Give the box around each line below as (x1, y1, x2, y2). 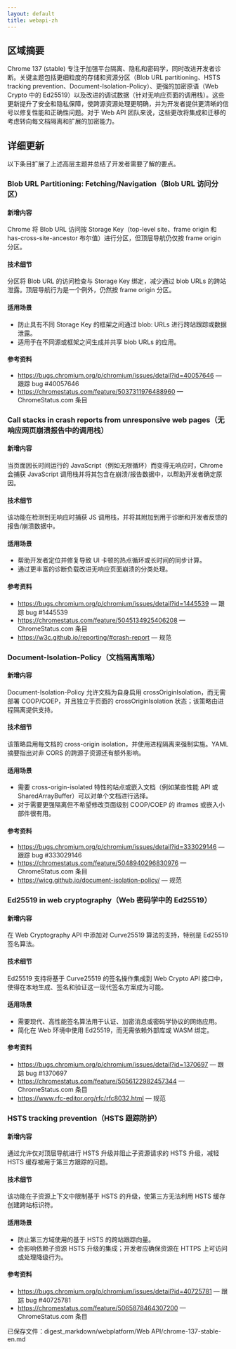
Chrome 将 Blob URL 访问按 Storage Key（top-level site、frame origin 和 (7, 225, 217, 234)
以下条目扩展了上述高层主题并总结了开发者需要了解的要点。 (7, 159, 180, 169)
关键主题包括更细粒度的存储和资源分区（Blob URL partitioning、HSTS (19, 73, 221, 81)
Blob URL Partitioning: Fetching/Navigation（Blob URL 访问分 (7, 179, 219, 189)
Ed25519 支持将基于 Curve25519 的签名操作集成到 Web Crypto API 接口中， (7, 974, 227, 982)
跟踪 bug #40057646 (17, 379, 79, 388)
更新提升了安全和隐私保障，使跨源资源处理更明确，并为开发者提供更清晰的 (7, 100, 223, 108)
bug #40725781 (25, 1296, 72, 1304)
